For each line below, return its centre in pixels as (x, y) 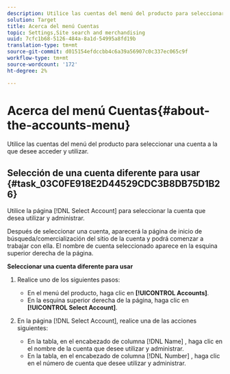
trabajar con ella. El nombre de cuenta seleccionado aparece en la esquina (112, 246)
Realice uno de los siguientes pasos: (68, 280)
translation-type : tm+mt (42, 45)
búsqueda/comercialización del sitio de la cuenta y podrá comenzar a (105, 239)
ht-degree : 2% (27, 71)
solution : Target (32, 20)
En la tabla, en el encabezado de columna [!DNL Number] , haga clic (124, 356)
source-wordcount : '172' (42, 64)
